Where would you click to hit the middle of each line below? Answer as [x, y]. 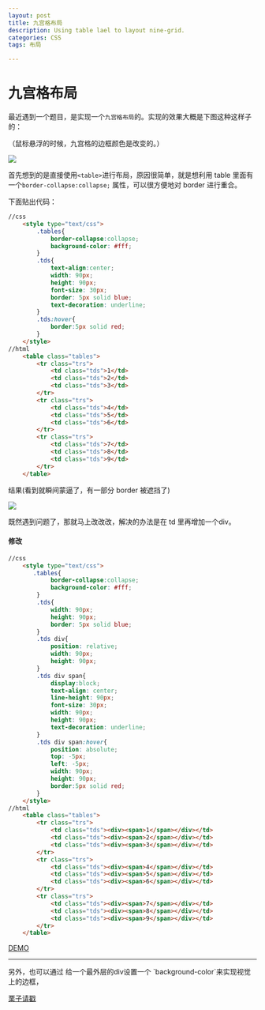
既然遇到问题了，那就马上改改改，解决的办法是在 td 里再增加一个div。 [122, 522]
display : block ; [75, 683]
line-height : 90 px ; [82, 698]
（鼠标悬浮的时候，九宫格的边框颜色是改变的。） [86, 144]
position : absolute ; [84, 749]
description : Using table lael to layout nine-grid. [97, 30]
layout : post [30, 15]
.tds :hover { [56, 320]
